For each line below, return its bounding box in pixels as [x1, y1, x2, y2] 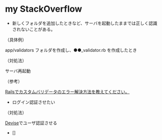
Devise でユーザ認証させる [5, 120, 58, 126]
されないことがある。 [12, 26, 55, 32]
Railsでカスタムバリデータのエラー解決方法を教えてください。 [5, 89, 130, 94]
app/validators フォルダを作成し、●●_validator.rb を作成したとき [5, 47, 137, 53]
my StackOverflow [5, 3, 82, 15]
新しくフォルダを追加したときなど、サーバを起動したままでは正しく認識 [12, 20, 158, 26]
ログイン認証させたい [12, 99, 55, 105]
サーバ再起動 [5, 68, 31, 74]
